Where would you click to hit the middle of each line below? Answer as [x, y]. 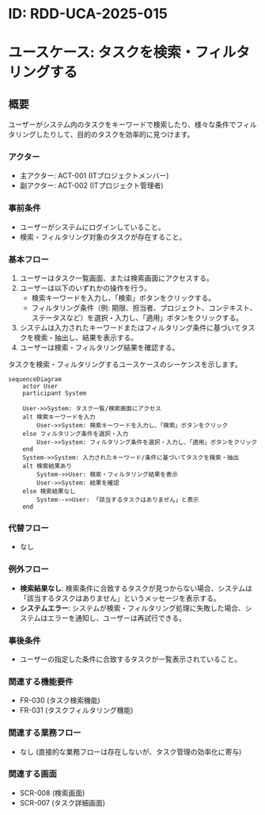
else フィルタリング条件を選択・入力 [76, 434]
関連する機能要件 [41, 681]
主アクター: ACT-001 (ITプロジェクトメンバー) [94, 176]
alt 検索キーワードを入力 [59, 417]
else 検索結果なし [49, 492]
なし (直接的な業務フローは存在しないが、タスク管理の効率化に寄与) [131, 752]
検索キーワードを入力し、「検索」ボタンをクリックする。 [123, 298]
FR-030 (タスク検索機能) [60, 700]
